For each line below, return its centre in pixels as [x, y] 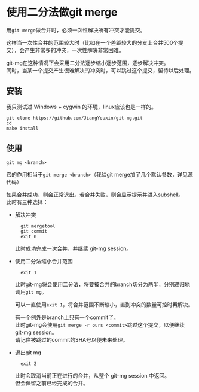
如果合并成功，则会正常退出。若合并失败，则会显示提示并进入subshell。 [95, 195]
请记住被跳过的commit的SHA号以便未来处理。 [71, 339]
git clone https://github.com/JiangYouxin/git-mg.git [75, 118]
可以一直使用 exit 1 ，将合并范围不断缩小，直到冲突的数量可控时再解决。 [104, 304]
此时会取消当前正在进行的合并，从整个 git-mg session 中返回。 [92, 375]
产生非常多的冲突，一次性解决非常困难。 [74, 50]
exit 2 [29, 364]
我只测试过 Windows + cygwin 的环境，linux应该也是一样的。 [82, 107]
